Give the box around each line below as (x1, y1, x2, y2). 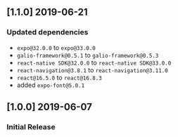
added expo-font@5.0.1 (16, 81, 85, 89)
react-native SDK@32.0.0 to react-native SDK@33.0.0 (16, 58, 172, 67)
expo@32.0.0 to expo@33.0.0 (16, 43, 96, 52)
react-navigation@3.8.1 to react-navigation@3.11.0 (16, 65, 168, 74)
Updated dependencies (6, 27, 89, 37)
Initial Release (6, 122, 56, 131)
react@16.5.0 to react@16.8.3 (16, 73, 103, 81)
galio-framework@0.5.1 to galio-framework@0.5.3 (16, 51, 159, 59)
